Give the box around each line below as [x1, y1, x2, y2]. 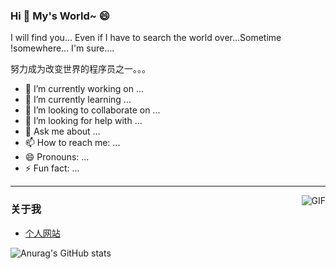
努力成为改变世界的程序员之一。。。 [10, 63, 151, 75]
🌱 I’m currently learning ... [24, 94, 132, 106]
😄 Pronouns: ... [24, 151, 90, 163]
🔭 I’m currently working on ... [24, 83, 144, 95]
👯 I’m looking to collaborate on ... [24, 104, 161, 116]
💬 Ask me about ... [24, 125, 101, 138]
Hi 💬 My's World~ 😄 [10, 9, 110, 23]
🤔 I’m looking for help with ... [24, 115, 143, 127]
